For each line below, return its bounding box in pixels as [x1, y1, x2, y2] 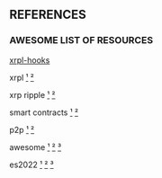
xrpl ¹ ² [9, 72, 34, 83]
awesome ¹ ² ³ [9, 141, 61, 152]
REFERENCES [9, 7, 87, 22]
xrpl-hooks [9, 54, 50, 66]
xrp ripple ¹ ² [9, 89, 56, 100]
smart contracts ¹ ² [9, 107, 79, 118]
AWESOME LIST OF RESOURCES [9, 34, 154, 47]
